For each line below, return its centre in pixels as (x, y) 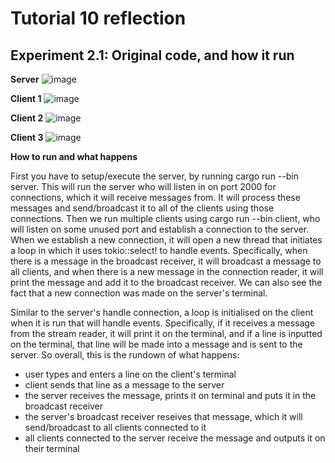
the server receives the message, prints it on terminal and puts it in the (170, 395)
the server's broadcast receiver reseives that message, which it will (163, 416)
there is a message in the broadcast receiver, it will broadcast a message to (166, 261)
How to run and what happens (74, 156)
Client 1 (26, 98)
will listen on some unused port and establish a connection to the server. (160, 229)
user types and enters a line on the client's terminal (130, 374)
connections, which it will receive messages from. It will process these (155, 197)
